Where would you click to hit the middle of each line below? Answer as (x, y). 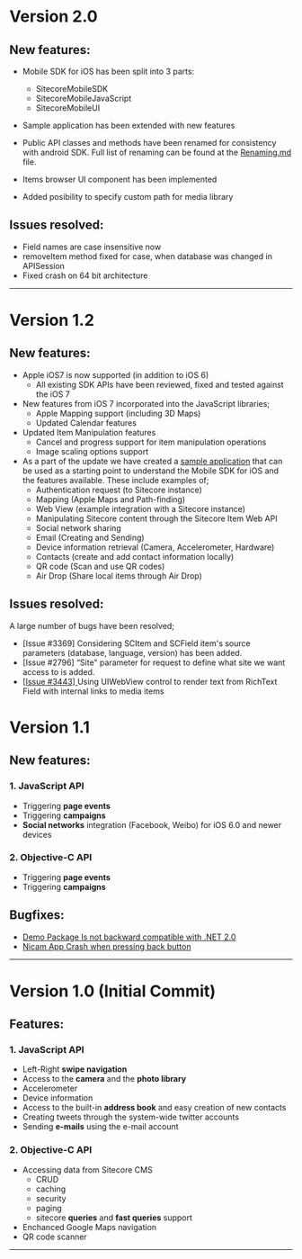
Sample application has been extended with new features (129, 125)
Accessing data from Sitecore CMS (87, 1169)
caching (51, 1189)
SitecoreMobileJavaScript (84, 98)
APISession (44, 265)
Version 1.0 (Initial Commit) (113, 991)
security (51, 1198)
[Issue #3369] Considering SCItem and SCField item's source (136, 643)
